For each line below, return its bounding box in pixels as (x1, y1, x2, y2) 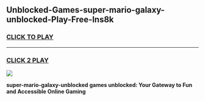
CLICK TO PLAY (6, 33, 54, 42)
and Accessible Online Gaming (6, 88, 86, 95)
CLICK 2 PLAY (6, 56, 49, 64)
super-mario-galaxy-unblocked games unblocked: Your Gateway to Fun (6, 81, 193, 88)
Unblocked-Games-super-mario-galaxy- (6, 5, 165, 15)
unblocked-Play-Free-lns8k (6, 15, 114, 25)
